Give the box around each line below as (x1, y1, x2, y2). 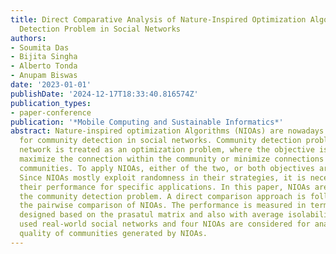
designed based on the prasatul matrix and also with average (19, 210, 284, 220)
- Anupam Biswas (10, 71, 78, 81)
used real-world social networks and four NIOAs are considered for (19, 219, 311, 230)
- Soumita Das (10, 42, 70, 53)
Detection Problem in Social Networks (19, 24, 182, 34)
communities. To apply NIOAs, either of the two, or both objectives (19, 163, 315, 173)
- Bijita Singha (10, 52, 78, 62)
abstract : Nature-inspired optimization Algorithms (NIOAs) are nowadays (10, 126, 325, 136)
